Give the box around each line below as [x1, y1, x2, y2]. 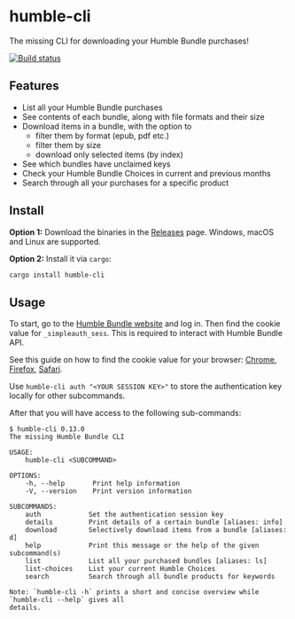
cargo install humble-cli [9, 270, 105, 279]
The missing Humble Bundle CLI [9, 433, 125, 442]
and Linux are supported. [9, 236, 101, 247]
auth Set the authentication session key [25, 510, 224, 520]
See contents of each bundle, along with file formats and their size [21, 111, 265, 121]
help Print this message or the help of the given [25, 541, 260, 551]
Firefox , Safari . [9, 364, 63, 374]
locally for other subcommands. [9, 390, 126, 401]
